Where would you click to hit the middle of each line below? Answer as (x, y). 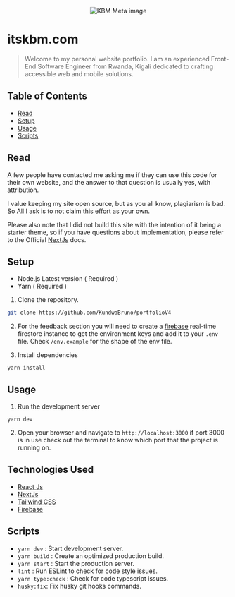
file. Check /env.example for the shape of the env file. (95, 342)
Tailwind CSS (37, 502)
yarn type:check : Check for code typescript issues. (93, 578)
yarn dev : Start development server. (70, 548)
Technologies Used (50, 470)
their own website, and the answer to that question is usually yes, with (109, 182)
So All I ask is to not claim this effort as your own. (78, 211)
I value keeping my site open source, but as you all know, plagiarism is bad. (116, 203)
